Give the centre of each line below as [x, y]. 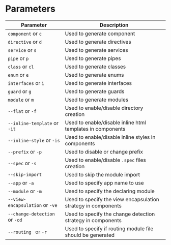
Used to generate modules [97, 100]
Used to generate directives [98, 42]
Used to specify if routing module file [109, 228]
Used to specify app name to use [104, 182]
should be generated [90, 235]
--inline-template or [33, 123]
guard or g [20, 91]
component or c [25, 34]
